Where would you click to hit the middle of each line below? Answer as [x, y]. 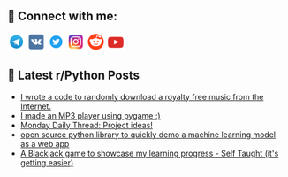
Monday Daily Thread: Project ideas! [86, 125]
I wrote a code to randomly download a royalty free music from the [142, 96]
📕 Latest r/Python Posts [74, 76]
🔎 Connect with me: [62, 16]
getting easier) [47, 162]
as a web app [45, 143]
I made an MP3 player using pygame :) [90, 115]
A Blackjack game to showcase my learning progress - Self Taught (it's [149, 153]
